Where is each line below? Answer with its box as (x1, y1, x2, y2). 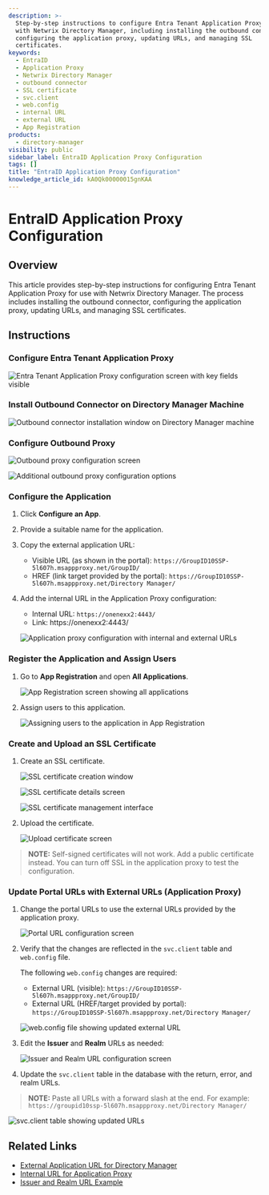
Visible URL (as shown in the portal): (31, 555, 152, 565)
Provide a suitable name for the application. (19, 525, 164, 535)
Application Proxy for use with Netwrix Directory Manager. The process (8, 288, 244, 298)
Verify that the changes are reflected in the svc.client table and (19, 944, 232, 953)
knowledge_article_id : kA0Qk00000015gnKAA (8, 175, 152, 184)
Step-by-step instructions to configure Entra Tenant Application (15, 19, 242, 27)
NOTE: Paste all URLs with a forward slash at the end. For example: (27, 1093, 250, 1103)
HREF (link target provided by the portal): (31, 571, 168, 581)
